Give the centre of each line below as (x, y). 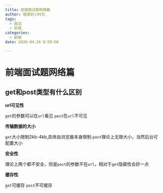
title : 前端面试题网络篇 (28, 10)
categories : (17, 33)
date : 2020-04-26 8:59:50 (32, 42)
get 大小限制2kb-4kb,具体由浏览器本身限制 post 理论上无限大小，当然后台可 (81, 136)
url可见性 (15, 105)
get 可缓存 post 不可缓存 (29, 185)
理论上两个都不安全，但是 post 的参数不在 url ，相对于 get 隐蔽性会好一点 (77, 164)
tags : (11, 19)
